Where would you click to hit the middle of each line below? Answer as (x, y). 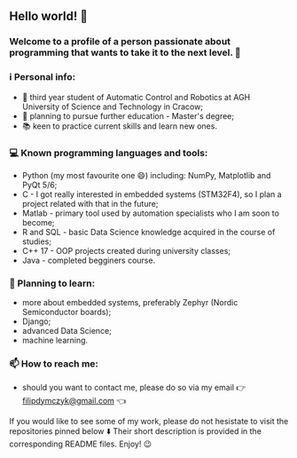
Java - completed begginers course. (89, 260)
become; (38, 222)
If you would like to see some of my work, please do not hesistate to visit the (149, 421)
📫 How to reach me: (54, 364)
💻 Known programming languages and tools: (109, 153)
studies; (36, 241)
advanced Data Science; (67, 331)
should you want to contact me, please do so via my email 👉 (134, 387)
